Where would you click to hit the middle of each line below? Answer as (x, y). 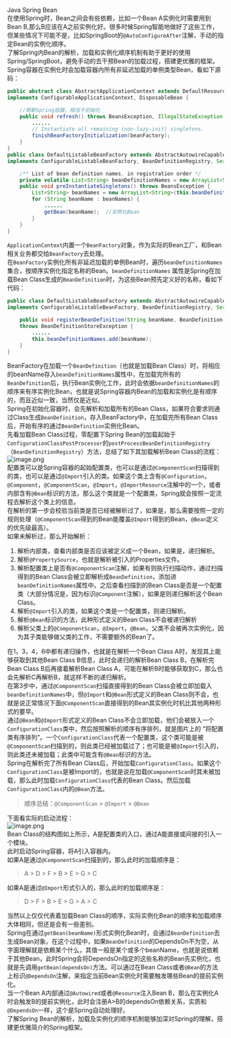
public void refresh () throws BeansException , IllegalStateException (121, 116)
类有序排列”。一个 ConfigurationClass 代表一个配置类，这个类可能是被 (106, 738)
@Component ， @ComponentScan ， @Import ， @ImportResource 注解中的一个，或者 (114, 485)
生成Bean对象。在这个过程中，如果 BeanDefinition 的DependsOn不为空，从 (113, 942)
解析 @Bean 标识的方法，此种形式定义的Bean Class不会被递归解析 (107, 620)
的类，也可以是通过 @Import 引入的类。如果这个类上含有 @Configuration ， (109, 476)
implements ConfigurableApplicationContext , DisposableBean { (98, 98)
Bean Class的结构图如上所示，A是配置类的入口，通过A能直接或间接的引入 (112, 834)
